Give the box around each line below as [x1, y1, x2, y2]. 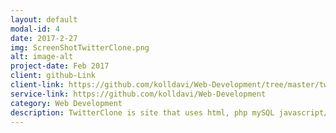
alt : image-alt [10, 52, 74, 62]
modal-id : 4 [10, 24, 60, 34]
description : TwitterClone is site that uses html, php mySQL [10, 107, 275, 118]
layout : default [10, 14, 78, 25]
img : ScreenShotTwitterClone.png [10, 42, 150, 53]
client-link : [10, 80, 65, 90]
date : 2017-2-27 [10, 33, 78, 43]
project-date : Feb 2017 [10, 61, 110, 71]
